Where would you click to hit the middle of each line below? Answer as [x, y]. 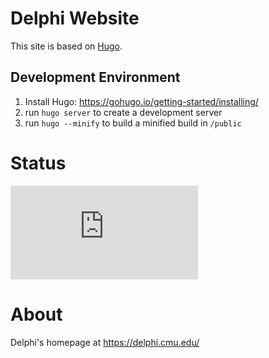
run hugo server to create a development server [123, 112]
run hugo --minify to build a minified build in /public [133, 123]
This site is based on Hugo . [66, 46]
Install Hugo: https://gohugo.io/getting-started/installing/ [141, 101]
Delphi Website [75, 18]
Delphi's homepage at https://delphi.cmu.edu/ [105, 342]
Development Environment [95, 77]
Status [38, 163]
